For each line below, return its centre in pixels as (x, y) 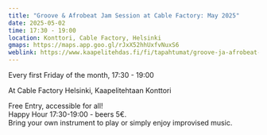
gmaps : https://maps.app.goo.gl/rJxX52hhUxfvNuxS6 (94, 45)
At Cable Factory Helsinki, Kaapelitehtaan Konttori (90, 91)
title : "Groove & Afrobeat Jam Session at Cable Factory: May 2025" (124, 15)
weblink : (23, 52)
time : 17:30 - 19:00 (43, 30)
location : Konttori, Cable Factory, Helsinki (85, 38)
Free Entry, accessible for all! (56, 106)
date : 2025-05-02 (37, 23)
